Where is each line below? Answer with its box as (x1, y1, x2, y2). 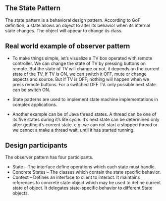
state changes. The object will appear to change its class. (5, 27, 123, 34)
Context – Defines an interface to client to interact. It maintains (12, 174, 140, 180)
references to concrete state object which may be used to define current (12, 180, 161, 186)
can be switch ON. (12, 87, 51, 93)
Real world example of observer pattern (5, 42, 130, 50)
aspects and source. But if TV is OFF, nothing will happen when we (12, 76, 150, 82)
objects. (12, 190, 29, 196)
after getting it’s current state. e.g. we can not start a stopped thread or (12, 121, 158, 128)
